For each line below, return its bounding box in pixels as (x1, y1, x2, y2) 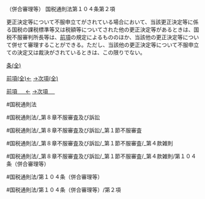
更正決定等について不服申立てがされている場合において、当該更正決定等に (6, 18, 194, 26)
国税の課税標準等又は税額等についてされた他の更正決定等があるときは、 (11, 26, 194, 33)
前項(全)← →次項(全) (6, 75, 59, 82)
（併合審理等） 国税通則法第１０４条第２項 (6, 5, 115, 12)
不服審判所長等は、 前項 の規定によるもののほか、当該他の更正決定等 (11, 34, 184, 41)
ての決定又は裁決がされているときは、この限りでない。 (6, 49, 146, 56)
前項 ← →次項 (6, 88, 48, 95)
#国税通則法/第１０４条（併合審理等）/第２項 (6, 186, 121, 194)
